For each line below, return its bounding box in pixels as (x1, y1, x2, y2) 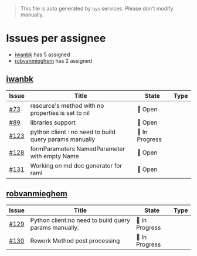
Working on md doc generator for (30, 161, 123, 169)
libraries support (30, 118, 76, 127)
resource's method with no (30, 101, 104, 110)
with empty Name (30, 152, 79, 160)
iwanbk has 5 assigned (14, 51, 70, 58)
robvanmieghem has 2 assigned (14, 57, 93, 64)
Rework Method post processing (30, 237, 120, 245)
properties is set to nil (30, 108, 90, 117)
